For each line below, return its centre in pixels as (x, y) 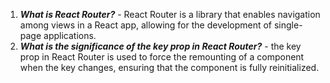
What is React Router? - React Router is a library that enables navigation (170, 14)
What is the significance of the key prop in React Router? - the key (160, 46)
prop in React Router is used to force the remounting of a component (162, 57)
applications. (70, 35)
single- (288, 25)
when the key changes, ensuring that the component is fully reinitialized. (169, 67)
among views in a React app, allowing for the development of (146, 25)
